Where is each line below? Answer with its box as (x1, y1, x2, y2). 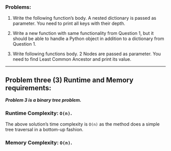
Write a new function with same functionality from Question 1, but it (12, 30, 154, 36)
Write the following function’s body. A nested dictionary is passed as (12, 15, 157, 21)
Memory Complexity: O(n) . (5, 139, 73, 146)
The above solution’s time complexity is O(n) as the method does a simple (5, 121, 160, 127)
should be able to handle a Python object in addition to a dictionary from (12, 35, 164, 42)
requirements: (5, 84, 52, 92)
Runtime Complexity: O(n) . (5, 110, 72, 117)
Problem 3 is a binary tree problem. (5, 97, 81, 103)
